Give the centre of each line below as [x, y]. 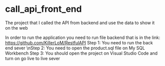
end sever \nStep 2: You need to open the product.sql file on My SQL [75, 48]
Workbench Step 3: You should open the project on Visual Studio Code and [81, 53]
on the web [16, 28]
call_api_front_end [44, 9]
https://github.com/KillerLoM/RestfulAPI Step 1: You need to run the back [79, 42]
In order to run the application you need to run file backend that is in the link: [83, 37]
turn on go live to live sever [33, 58]
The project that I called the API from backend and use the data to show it [80, 23]
